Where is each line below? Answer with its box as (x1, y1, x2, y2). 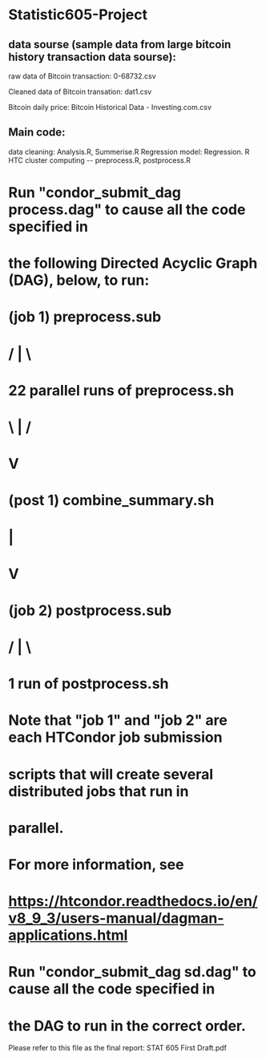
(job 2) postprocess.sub (8, 601, 172, 619)
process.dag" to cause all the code (8, 200, 246, 218)
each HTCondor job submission (8, 728, 223, 746)
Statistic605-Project (8, 6, 148, 24)
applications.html (8, 926, 128, 945)
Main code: (8, 126, 66, 140)
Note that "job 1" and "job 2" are (8, 711, 228, 730)
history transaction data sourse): (8, 50, 176, 63)
